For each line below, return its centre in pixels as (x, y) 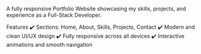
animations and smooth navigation (49, 45)
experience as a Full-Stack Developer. (54, 15)
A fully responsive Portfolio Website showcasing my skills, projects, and (96, 9)
